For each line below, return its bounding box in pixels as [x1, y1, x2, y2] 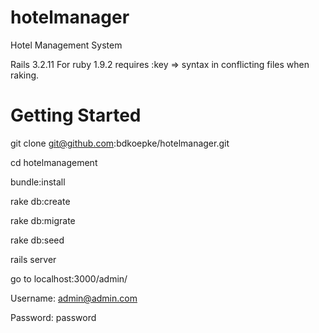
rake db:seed [10, 234, 65, 246]
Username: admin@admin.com [10, 292, 138, 304]
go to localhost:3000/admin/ [10, 272, 128, 285]
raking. [10, 69, 40, 81]
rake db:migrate [10, 214, 76, 226]
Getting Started [10, 104, 142, 127]
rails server [10, 253, 57, 265]
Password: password [10, 311, 97, 323]
